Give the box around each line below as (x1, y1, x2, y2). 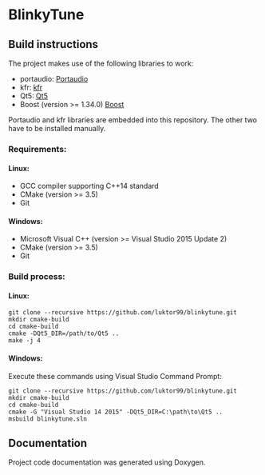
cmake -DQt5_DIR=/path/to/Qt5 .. (8, 329, 120, 337)
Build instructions (8, 38, 98, 51)
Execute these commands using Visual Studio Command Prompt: (8, 371, 222, 381)
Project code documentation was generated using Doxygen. (8, 457, 206, 467)
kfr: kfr (19, 82, 43, 92)
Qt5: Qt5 (19, 91, 48, 101)
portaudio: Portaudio (19, 74, 89, 83)
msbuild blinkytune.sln (8, 414, 88, 423)
